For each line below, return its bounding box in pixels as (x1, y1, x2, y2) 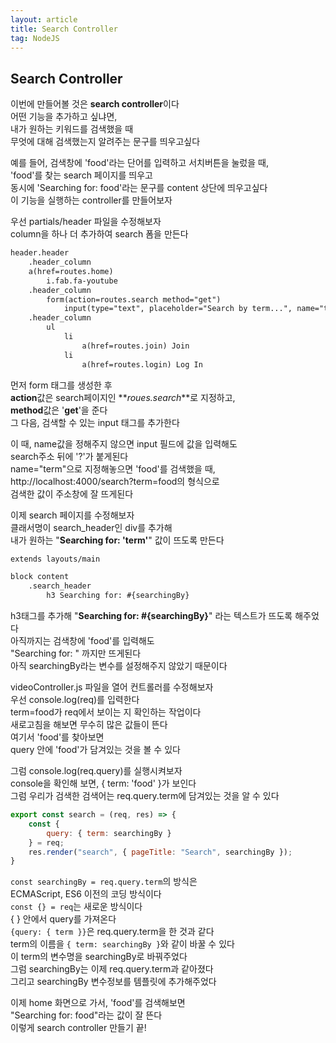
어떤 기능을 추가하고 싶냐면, (10, 111, 118, 123)
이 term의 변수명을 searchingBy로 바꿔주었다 (10, 951, 188, 963)
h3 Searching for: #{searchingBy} (46, 591, 190, 601)
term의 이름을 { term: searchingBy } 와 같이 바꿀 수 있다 (10, 938, 235, 950)
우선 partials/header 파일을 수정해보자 (10, 216, 162, 228)
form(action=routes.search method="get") (46, 294, 222, 305)
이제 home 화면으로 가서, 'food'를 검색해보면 (10, 997, 186, 1009)
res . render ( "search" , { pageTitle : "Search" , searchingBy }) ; (28, 847, 293, 857)
